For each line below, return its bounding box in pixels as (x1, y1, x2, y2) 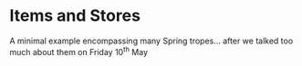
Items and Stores (9, 5, 141, 26)
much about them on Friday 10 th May (9, 44, 149, 57)
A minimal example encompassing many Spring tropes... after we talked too (9, 35, 294, 46)
